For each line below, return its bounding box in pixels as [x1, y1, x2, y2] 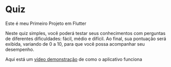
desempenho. [5, 46, 35, 52]
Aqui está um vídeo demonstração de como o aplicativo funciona [5, 56, 142, 62]
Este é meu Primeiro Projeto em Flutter [5, 20, 87, 26]
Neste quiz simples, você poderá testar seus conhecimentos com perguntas [5, 30, 166, 36]
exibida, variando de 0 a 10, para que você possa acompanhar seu [5, 41, 145, 47]
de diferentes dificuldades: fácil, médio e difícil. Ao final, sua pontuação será [5, 36, 166, 42]
